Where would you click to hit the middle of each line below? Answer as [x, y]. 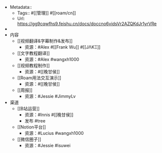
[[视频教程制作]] [34, 65]
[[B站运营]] [28, 108]
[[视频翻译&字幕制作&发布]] [45, 41]
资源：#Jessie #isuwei [47, 145]
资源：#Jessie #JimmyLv [50, 96]
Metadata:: [21, 7]
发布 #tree [35, 121]
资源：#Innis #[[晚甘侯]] [49, 115]
